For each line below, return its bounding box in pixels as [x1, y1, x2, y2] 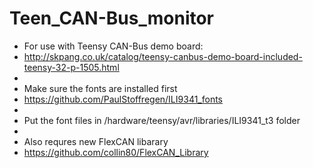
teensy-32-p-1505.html [23, 61, 120, 73]
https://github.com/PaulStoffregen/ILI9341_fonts [23, 93, 223, 105]
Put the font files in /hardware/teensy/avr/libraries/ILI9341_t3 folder [23, 114, 301, 126]
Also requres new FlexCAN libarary [23, 135, 169, 147]
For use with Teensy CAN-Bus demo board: [23, 40, 204, 52]
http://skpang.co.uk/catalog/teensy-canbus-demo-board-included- [23, 50, 303, 62]
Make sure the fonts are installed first [23, 82, 178, 94]
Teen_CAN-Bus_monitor [9, 7, 215, 30]
